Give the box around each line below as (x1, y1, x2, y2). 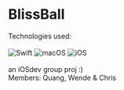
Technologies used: (8, 31, 72, 41)
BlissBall (8, 5, 65, 23)
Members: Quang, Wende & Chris (8, 73, 116, 82)
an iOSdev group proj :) (8, 64, 84, 74)
